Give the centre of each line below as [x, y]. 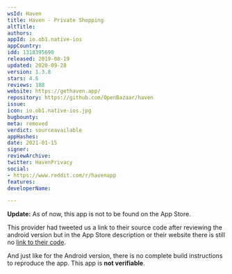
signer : [18, 150]
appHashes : [23, 136]
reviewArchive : [29, 156]
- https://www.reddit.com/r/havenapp [62, 175]
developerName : [29, 188]
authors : [20, 33]
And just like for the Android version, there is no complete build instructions [115, 256]
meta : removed [28, 123]
